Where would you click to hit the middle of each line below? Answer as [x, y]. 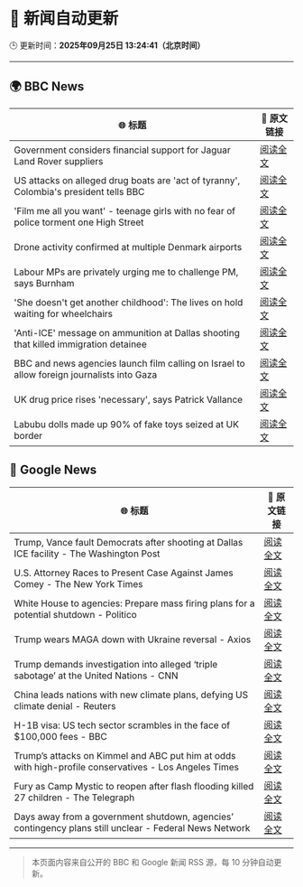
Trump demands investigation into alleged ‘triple [116, 664]
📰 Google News [53, 470]
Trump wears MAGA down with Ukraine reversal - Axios [133, 640]
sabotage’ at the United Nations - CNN [96, 676]
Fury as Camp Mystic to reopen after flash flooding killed [134, 786]
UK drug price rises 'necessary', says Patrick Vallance [129, 399]
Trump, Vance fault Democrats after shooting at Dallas [129, 542]
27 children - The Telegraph [74, 798]
